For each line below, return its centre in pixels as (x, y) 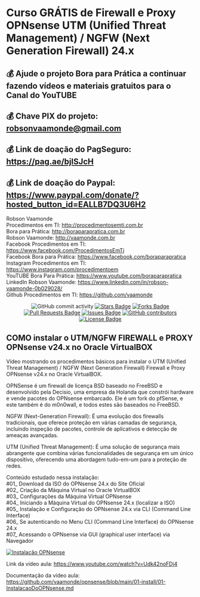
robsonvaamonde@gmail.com (64, 128)
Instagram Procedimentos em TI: (46, 263)
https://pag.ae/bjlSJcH (50, 162)
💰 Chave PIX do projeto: (52, 116)
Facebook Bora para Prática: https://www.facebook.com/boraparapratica (96, 257)
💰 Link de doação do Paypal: (61, 183)
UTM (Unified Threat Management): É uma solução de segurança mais (93, 447)
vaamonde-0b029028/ (34, 289)
